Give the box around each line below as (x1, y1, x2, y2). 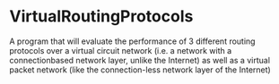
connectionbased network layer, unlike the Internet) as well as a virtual (9, 55, 271, 65)
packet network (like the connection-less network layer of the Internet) (9, 64, 271, 75)
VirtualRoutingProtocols (9, 6, 194, 27)
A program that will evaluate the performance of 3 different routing (9, 36, 256, 46)
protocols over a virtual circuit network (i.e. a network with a (9, 45, 232, 55)
